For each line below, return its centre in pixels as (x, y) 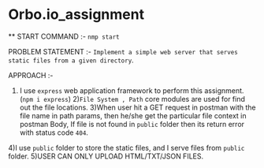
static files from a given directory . (71, 60)
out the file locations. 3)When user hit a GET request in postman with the (138, 107)
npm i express (45, 99)
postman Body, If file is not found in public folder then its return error (132, 124)
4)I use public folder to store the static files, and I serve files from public (126, 147)
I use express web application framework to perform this (111, 90)
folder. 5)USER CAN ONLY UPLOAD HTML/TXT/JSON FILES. (106, 156)
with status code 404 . (54, 133)
